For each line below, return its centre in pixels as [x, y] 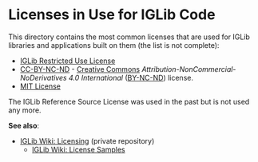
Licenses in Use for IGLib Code [112, 15]
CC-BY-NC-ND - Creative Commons [80, 69]
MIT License [40, 86]
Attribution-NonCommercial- [189, 69]
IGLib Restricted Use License [67, 61]
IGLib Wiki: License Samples [78, 149]
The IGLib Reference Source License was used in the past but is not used [129, 101]
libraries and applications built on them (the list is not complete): [114, 45]
